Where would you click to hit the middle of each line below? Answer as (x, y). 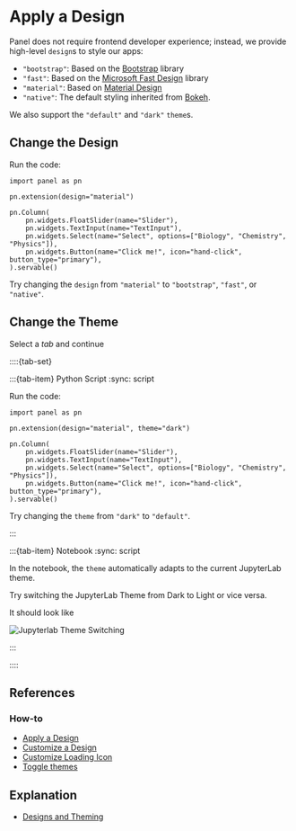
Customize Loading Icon (67, 757)
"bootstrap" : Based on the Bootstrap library (103, 68)
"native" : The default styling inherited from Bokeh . (116, 97)
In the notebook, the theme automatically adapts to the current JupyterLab (145, 567)
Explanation (44, 795)
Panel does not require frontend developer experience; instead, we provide (148, 41)
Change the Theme (64, 322)
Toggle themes (50, 767)
